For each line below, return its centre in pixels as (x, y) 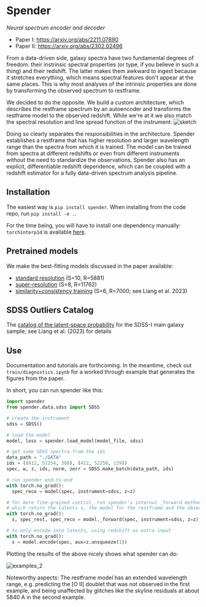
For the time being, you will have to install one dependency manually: (93, 225)
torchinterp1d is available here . (46, 232)
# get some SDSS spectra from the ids (56, 452)
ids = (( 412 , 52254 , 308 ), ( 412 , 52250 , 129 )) (67, 464)
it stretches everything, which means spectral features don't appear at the (100, 77)
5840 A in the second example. (46, 597)
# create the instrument (38, 418)
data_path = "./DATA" (34, 457)
